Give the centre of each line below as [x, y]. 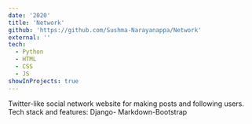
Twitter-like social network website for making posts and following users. [126, 104]
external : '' [29, 37]
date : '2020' [29, 15]
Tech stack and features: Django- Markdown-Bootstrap [98, 111]
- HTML [26, 60]
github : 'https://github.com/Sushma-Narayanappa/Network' [105, 30]
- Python [29, 52]
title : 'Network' [37, 23]
